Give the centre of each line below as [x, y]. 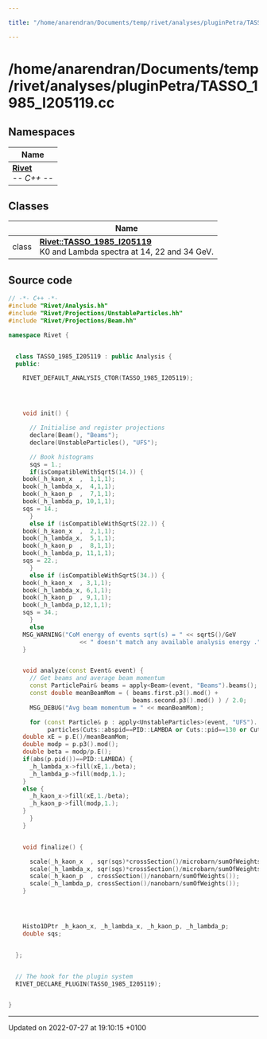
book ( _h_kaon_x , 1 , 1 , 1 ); [69, 479]
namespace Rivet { [39, 335]
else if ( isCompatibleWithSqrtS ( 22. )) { [97, 523]
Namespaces [42, 132]
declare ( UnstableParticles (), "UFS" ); [93, 443]
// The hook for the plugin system [74, 976]
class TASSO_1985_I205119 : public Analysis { [94, 356]
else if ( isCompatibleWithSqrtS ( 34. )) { [97, 575]
